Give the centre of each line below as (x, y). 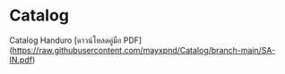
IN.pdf (21, 60)
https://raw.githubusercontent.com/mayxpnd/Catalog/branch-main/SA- (144, 50)
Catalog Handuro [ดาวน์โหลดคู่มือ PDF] (76, 40)
